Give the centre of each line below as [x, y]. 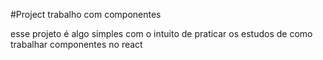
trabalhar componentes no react [76, 44]
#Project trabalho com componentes [86, 14]
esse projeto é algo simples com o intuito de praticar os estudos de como [161, 33]
